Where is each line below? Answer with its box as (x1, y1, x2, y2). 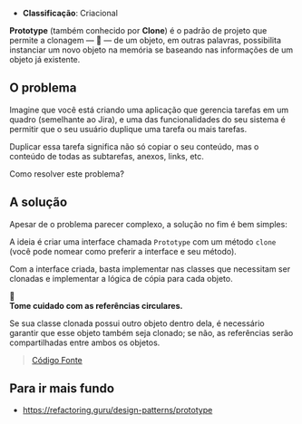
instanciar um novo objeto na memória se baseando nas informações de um (9, 44, 293, 55)
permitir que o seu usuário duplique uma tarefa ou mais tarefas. (9, 123, 248, 134)
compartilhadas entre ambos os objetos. (9, 337, 161, 348)
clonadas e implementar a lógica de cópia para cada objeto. (9, 273, 233, 284)
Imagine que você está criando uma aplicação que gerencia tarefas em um (9, 104, 289, 115)
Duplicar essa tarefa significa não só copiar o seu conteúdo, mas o (9, 140, 259, 152)
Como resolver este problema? (9, 168, 125, 179)
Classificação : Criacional (22, 8, 118, 18)
